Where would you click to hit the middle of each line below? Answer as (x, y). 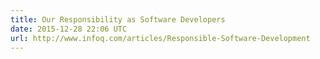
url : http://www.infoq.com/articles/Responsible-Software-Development (160, 38)
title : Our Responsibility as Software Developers (118, 19)
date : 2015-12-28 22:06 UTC (69, 29)
